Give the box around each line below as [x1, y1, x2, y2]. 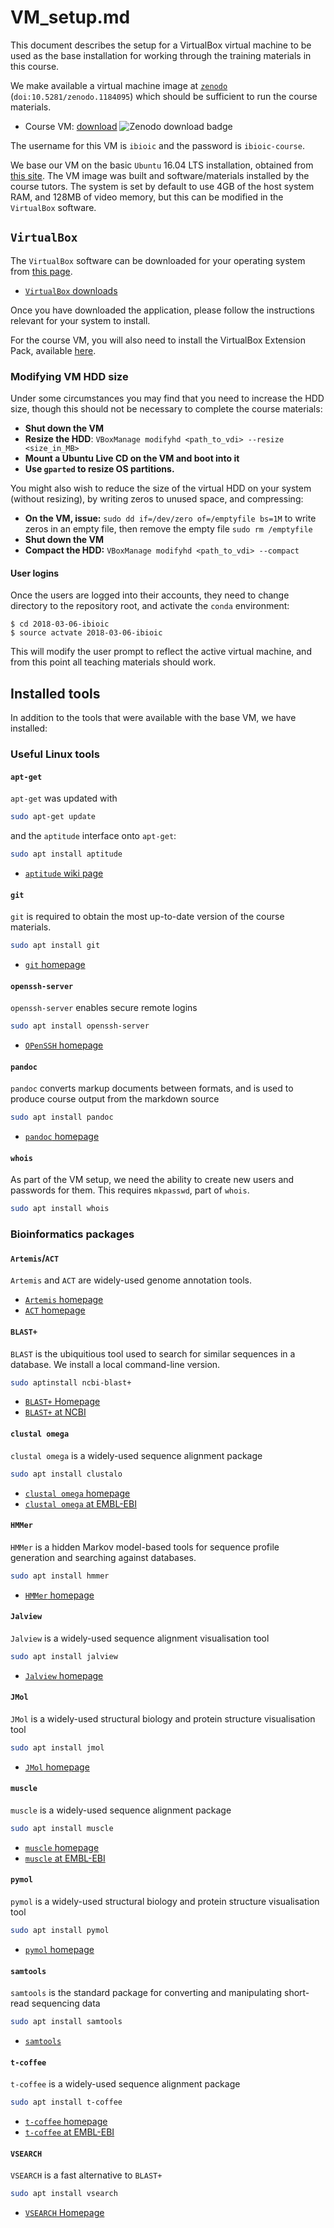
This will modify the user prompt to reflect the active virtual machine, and [10, 646, 312, 658]
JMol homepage [24, 1761, 90, 1773]
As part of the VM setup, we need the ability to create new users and [10, 1174, 295, 1186]
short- [283, 1987, 310, 1999]
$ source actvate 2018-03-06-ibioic [10, 628, 163, 638]
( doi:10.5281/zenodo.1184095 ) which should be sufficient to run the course [10, 90, 318, 102]
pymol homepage [24, 1943, 95, 1955]
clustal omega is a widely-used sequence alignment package [10, 1449, 263, 1461]
